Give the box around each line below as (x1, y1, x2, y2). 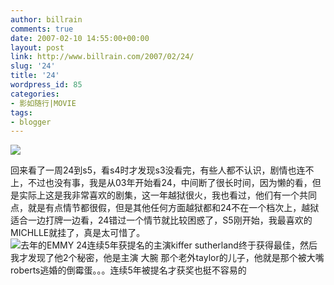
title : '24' (10, 71, 60, 81)
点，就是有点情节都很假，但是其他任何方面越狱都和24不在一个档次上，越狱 (10, 202, 320, 214)
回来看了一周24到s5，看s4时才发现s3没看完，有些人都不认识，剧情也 (10, 164, 297, 176)
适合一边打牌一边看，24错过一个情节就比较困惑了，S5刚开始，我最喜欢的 (10, 214, 313, 226)
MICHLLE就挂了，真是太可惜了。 (10, 227, 146, 239)
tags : (10, 107, 33, 118)
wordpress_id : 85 (10, 80, 83, 90)
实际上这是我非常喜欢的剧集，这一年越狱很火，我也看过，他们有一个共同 (18, 189, 317, 201)
